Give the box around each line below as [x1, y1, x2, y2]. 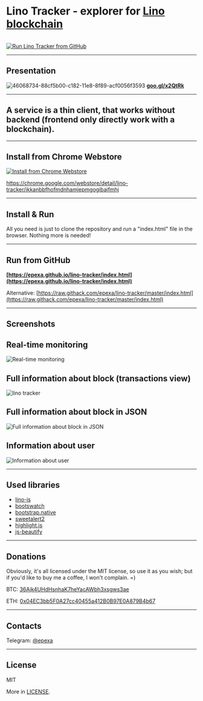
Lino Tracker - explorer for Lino [6, 4, 165, 18]
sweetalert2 [14, 515, 45, 523]
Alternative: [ [6, 289, 39, 297]
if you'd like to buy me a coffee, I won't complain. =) [6, 574, 136, 582]
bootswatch [14, 502, 45, 510]
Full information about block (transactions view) [6, 373, 192, 383]
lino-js [14, 496, 31, 503]
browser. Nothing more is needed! [6, 232, 91, 239]
